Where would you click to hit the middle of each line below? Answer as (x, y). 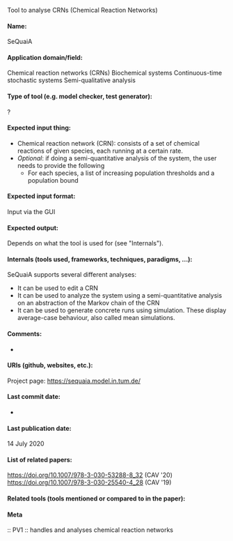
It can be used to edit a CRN (58, 288)
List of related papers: (40, 459)
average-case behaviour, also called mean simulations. (96, 318)
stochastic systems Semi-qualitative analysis (71, 80)
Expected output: (33, 228)
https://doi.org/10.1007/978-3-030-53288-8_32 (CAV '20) (90, 475)
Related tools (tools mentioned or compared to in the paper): (96, 498)
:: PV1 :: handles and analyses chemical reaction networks (90, 530)
